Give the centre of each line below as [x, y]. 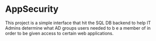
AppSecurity [32, 9]
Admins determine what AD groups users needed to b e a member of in [78, 28]
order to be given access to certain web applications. [59, 33]
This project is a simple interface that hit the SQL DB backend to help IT [78, 23]
